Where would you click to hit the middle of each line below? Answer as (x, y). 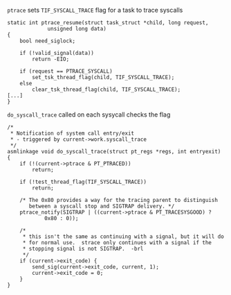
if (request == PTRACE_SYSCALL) (66, 71)
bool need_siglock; (48, 41)
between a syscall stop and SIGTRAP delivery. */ (102, 206)
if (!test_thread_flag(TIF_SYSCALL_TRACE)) (83, 182)
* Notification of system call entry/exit (72, 133)
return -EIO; (51, 59)
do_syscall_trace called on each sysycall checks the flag (89, 115)
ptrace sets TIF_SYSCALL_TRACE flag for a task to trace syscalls (95, 10)
